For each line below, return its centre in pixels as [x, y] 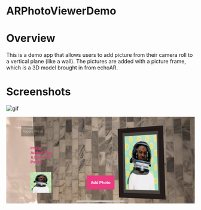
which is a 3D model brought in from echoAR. [62, 68]
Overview [31, 39]
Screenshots [39, 92]
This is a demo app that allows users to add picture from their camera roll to [100, 55]
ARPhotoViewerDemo [61, 11]
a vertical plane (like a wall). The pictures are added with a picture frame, [96, 62]
